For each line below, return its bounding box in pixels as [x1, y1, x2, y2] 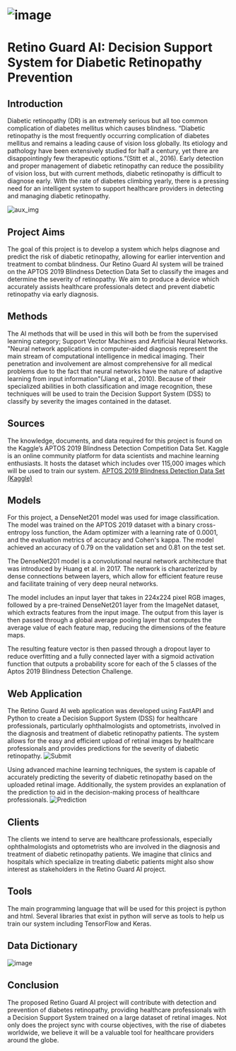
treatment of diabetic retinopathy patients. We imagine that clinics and [7, 850, 212, 858]
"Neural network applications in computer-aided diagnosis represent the [7, 344, 218, 353]
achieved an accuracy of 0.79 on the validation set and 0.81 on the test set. [7, 543, 226, 552]
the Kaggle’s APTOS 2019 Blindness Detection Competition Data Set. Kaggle [7, 443, 229, 453]
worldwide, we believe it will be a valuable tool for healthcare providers [7, 1028, 214, 1037]
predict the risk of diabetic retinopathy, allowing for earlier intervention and [7, 252, 225, 261]
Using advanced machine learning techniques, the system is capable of [7, 766, 216, 774]
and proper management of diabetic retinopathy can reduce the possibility [7, 161, 224, 170]
